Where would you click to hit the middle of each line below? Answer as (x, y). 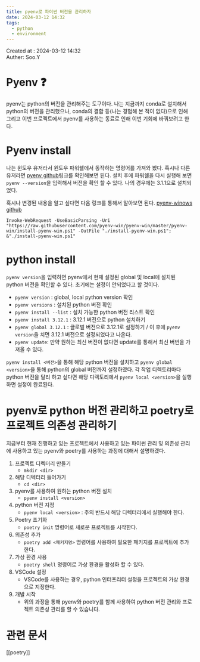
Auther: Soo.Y (23, 57)
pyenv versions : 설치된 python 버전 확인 (63, 304)
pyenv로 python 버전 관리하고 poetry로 (100, 411)
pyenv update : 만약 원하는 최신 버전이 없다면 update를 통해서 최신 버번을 (99, 342)
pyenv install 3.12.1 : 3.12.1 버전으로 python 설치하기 (80, 319)
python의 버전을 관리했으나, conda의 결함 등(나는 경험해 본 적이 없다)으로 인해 (97, 112)
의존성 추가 (28, 534)
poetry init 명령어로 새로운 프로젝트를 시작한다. (81, 527)
